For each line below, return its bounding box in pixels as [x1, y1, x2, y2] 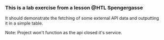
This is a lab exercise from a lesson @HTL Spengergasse [5, 4, 143, 11]
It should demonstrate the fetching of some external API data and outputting [5, 15, 160, 21]
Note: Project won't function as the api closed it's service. [5, 30, 122, 36]
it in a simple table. [5, 20, 43, 26]
